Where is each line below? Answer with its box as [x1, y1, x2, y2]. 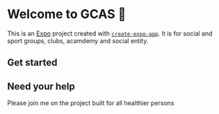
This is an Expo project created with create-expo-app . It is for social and [7, 29, 213, 38]
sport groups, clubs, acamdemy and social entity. [7, 36, 149, 44]
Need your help [7, 80, 75, 92]
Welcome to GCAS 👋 [7, 6, 127, 22]
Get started [7, 57, 58, 69]
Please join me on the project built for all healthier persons [7, 99, 175, 107]
